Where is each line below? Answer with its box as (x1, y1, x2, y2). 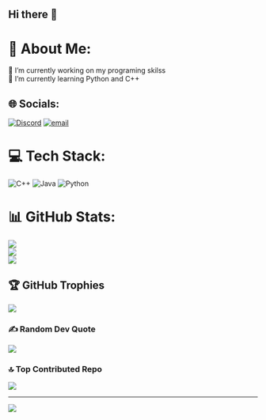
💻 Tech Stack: (8, 147, 106, 165)
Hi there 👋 (8, 8, 58, 21)
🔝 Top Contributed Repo (8, 364, 103, 375)
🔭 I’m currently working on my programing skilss (8, 66, 166, 75)
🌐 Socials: (8, 96, 60, 111)
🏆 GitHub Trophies (8, 278, 105, 293)
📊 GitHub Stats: (8, 208, 116, 226)
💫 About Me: (8, 40, 92, 58)
